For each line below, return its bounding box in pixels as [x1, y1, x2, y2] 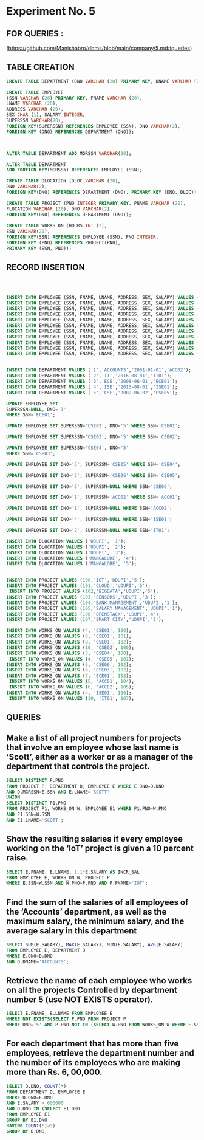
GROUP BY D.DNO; [6, 1128, 47, 1135]
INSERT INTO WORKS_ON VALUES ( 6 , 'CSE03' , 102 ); [6, 667, 132, 673]
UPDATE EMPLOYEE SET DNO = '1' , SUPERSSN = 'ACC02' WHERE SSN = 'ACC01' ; [6, 494, 181, 501]
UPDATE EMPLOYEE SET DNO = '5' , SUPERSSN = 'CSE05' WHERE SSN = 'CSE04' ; [6, 461, 181, 467]
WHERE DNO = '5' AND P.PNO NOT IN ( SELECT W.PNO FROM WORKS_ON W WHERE [6, 1022, 186, 1028]
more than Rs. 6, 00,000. [6, 1067, 103, 1077]
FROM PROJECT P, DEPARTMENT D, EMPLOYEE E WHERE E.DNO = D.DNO [6, 783, 165, 789]
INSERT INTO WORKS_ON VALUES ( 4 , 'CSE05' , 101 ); [8, 656, 135, 662]
